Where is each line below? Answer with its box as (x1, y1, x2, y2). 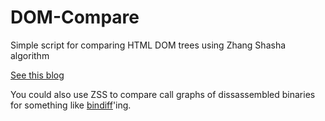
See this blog (10, 69, 65, 81)
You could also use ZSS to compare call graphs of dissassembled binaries (10, 88, 316, 100)
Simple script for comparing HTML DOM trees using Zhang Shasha (10, 39, 287, 51)
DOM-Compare (10, 6, 140, 29)
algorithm (10, 49, 50, 61)
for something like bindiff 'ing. (10, 99, 132, 111)
